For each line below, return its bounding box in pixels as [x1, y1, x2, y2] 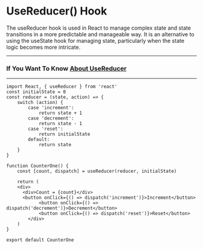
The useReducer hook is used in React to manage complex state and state [6, 24, 192, 31]
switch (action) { [17, 100, 63, 106]
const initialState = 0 [6, 89, 66, 95]
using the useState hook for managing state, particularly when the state [6, 37, 185, 44]
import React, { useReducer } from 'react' [6, 83, 118, 90]
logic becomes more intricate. [6, 44, 81, 51]
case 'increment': [28, 105, 74, 111]
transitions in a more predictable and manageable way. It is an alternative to [6, 30, 195, 37]
